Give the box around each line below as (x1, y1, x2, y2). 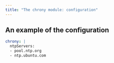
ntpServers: (10, 43, 35, 49)
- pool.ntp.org (10, 48, 42, 53)
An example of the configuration (5, 26, 109, 34)
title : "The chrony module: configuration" (5, 7, 98, 12)
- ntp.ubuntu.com (10, 53, 46, 58)
